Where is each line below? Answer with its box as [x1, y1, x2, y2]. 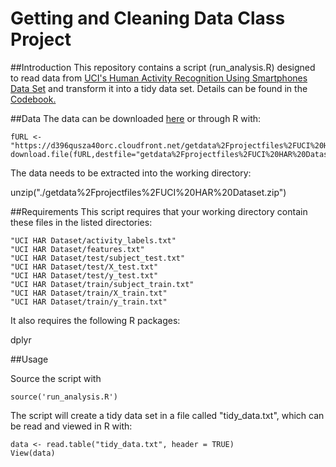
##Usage [10, 353, 49, 365]
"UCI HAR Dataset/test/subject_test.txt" [10, 253, 186, 263]
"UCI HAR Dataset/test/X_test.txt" [10, 262, 159, 272]
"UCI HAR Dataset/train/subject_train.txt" [10, 279, 195, 289]
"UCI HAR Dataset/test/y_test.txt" [10, 270, 159, 281]
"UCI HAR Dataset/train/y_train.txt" [10, 297, 168, 307]
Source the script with [10, 372, 102, 384]
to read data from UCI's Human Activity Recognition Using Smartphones [10, 72, 308, 84]
